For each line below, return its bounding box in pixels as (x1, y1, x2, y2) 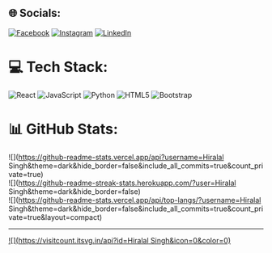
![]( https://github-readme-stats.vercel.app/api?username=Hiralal (8, 152, 224, 162)
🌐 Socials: (8, 6, 62, 20)
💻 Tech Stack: (8, 58, 108, 76)
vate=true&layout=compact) (8, 212, 103, 221)
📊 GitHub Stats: (8, 120, 119, 138)
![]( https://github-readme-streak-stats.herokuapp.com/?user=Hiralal (8, 178, 236, 188)
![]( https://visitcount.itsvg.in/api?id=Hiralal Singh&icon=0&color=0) (8, 235, 232, 245)
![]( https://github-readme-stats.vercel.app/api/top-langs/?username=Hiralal (8, 195, 261, 205)
